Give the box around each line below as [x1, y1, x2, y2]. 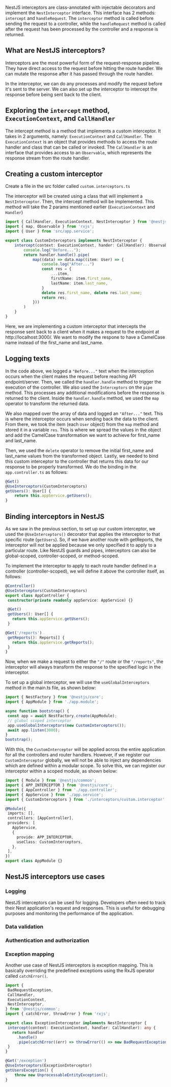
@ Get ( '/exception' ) [5, 1058, 47, 1064]
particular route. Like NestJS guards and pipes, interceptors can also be [5, 547, 156, 553]
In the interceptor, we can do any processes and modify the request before [5, 80, 163, 86]
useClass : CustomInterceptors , [16, 839, 83, 844]
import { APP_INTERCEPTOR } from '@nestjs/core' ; [5, 783, 113, 788]
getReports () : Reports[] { [7, 635, 65, 640]
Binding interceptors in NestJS [5, 512, 105, 521]
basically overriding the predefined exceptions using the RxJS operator [5, 967, 155, 974]
